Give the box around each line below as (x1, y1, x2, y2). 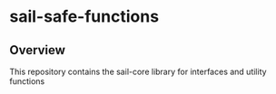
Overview (9, 42, 66, 58)
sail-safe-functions (9, 6, 160, 27)
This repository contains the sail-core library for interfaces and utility (9, 66, 267, 77)
